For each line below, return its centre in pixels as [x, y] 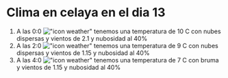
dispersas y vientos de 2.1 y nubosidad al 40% [82, 38]
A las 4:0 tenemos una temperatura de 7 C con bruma [118, 60]
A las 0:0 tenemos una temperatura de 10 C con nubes [118, 31]
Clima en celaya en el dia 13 [86, 13]
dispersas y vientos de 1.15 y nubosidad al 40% [83, 53]
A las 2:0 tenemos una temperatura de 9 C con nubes [117, 45]
